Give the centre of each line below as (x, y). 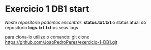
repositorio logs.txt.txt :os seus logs (42, 27)
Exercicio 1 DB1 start (47, 9)
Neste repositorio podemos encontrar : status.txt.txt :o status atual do (76, 22)
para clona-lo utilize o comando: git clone (47, 37)
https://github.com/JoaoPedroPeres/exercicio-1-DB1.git (61, 42)
